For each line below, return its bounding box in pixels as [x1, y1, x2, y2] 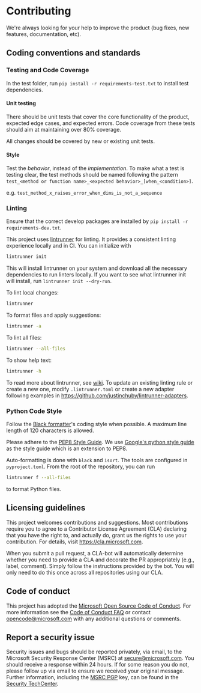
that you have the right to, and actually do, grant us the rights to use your [6, 531, 187, 539]
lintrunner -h [6, 368, 42, 374]
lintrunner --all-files [6, 346, 66, 352]
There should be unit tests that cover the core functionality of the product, [6, 113, 190, 120]
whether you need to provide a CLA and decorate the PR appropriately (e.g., [6, 556, 195, 563]
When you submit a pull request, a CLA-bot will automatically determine [6, 549, 184, 557]
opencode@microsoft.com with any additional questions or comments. [6, 615, 181, 622]
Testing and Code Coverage [6, 66, 89, 75]
